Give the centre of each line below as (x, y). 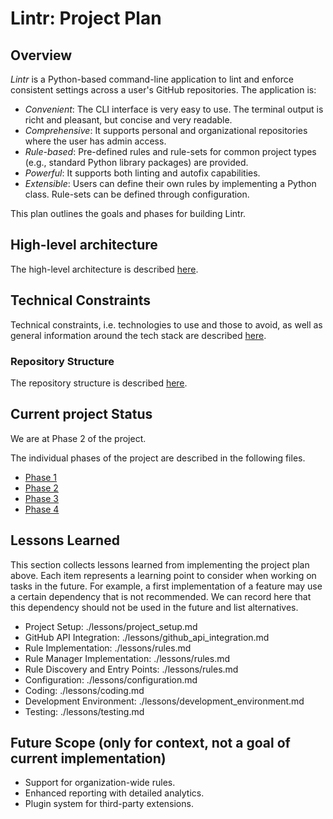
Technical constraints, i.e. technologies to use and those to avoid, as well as (166, 324)
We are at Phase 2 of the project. (78, 438)
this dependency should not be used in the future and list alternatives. (154, 607)
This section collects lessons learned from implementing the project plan (160, 564)
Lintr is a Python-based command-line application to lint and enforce (152, 79)
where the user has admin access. (95, 141)
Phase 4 (42, 509)
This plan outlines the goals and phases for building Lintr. (128, 213)
